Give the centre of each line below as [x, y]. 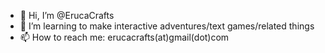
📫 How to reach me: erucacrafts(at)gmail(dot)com [124, 37]
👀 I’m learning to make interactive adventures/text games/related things [167, 26]
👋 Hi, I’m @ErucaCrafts [67, 15]
